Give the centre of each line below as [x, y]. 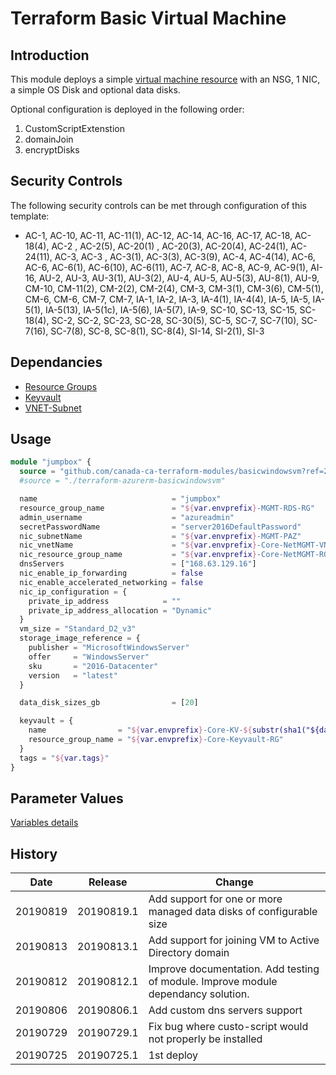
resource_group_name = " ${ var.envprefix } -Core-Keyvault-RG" [156, 740]
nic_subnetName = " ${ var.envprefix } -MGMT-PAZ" [160, 536]
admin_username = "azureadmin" [127, 517]
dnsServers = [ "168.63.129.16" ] [138, 564]
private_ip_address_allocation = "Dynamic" [120, 610]
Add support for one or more [215, 899]
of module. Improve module [213, 982]
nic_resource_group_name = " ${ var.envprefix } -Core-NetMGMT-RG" [176, 555]
